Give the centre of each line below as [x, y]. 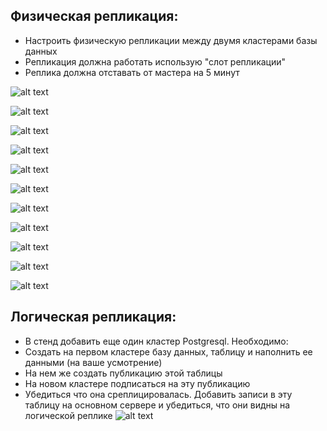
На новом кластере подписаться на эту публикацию [137, 383]
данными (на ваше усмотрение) [93, 362]
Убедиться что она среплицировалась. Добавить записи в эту [158, 394]
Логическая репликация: [93, 317]
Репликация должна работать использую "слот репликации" [155, 61]
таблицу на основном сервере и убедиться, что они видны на [157, 405]
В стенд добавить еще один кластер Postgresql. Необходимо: [156, 341]
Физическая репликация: [94, 16]
